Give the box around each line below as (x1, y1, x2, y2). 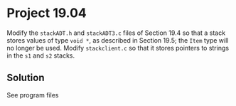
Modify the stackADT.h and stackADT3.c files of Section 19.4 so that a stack (6, 28, 225, 37)
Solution (6, 72, 45, 84)
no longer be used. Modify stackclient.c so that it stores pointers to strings (6, 43, 229, 52)
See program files (6, 90, 59, 99)
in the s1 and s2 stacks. (6, 51, 75, 60)
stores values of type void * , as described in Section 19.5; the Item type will (6, 36, 229, 44)
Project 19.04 (6, 5, 87, 21)
